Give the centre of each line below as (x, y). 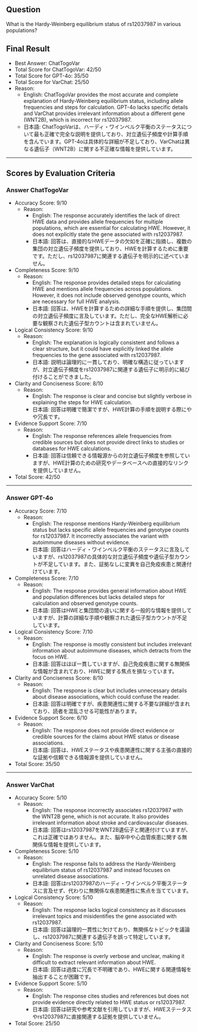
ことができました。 (71, 377)
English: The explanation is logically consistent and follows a (106, 343)
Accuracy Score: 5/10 (41, 797)
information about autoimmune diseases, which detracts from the (112, 650)
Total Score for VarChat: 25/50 (52, 82)
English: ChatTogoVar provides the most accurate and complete (101, 95)
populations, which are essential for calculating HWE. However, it (111, 228)
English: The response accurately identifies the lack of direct (106, 216)
